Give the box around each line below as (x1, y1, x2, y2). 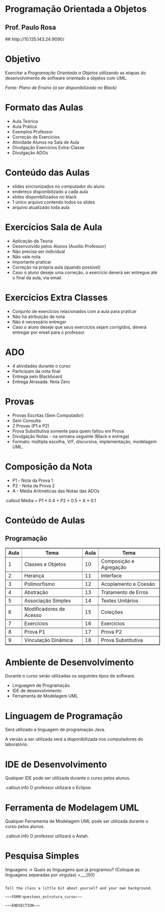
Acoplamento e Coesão (101, 580, 155, 587)
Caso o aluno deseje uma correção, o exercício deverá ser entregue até (12, 269, 158, 275)
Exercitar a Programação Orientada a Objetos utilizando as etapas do (5, 70, 146, 76)
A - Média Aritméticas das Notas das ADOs (12, 488, 100, 494)
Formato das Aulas (5, 102, 83, 113)
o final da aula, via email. (12, 275, 63, 280)
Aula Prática (12, 123, 37, 129)
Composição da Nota (5, 461, 93, 472)
